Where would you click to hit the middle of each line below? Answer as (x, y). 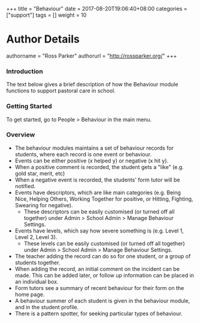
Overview (21, 135)
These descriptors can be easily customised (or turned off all (99, 212)
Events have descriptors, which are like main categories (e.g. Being (98, 192)
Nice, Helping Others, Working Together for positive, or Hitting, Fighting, (104, 199)
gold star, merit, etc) (40, 173)
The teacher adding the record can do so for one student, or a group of (103, 256)
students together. (37, 262)
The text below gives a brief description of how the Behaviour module (92, 84)
